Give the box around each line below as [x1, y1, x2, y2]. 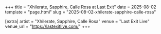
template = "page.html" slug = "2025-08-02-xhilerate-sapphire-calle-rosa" [5, 9, 156, 15]
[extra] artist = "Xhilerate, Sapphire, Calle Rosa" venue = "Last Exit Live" [5, 19, 150, 24]
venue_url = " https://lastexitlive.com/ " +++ [5, 23, 91, 29]
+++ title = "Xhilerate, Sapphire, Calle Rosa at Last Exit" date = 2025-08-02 [5, 4, 157, 10]
